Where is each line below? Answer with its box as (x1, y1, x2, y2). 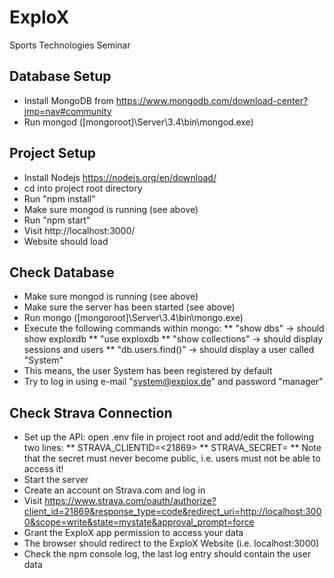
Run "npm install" (23, 192, 96, 205)
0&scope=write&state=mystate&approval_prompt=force (23, 516, 255, 528)
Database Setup (9, 68, 112, 85)
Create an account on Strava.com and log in (23, 484, 206, 496)
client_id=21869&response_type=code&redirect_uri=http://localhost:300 (23, 506, 322, 518)
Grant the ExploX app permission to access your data (23, 527, 244, 539)
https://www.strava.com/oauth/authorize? (44, 495, 217, 507)
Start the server (23, 474, 89, 486)
